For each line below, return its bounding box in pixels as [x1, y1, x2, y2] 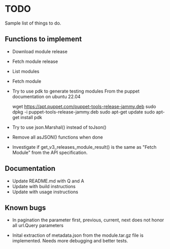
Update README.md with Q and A [12, 177, 84, 184]
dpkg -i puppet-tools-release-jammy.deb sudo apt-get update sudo [12, 108, 155, 115]
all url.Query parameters [12, 222, 63, 229]
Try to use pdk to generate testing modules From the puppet [12, 88, 140, 94]
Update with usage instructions [12, 189, 78, 195]
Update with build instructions [12, 183, 76, 189]
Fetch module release [12, 58, 58, 64]
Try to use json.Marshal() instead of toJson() [12, 124, 107, 130]
